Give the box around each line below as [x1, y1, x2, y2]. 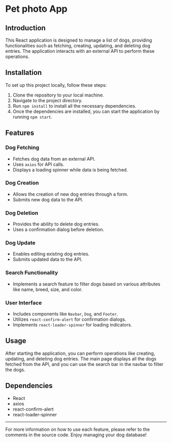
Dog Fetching [5, 144, 39, 151]
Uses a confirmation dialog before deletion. [12, 226, 104, 233]
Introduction [5, 24, 46, 32]
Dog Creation [5, 179, 39, 186]
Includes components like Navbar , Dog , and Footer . [12, 311, 118, 317]
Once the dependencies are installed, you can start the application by [12, 108, 160, 114]
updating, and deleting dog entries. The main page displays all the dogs [5, 355, 157, 362]
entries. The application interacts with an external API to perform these [5, 48, 155, 54]
